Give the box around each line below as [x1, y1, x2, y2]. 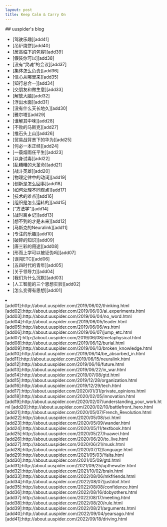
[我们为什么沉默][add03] [12, 275, 63, 281]
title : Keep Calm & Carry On [5, 12, 66, 17]
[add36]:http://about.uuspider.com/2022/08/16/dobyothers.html [5, 489, 137, 495]
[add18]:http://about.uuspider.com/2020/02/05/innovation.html [5, 393, 135, 399]
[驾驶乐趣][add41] [12, 36, 49, 42]
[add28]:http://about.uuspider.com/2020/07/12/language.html [5, 446, 133, 452]
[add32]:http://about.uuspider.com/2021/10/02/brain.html [5, 468, 123, 474]
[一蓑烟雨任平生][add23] [12, 149, 63, 155]
